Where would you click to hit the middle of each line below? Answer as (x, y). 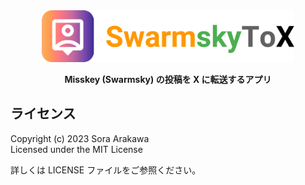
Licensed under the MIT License (76, 149)
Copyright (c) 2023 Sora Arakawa (80, 138)
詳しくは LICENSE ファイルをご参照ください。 (106, 170)
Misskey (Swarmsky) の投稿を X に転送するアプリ (168, 80)
